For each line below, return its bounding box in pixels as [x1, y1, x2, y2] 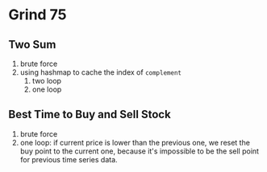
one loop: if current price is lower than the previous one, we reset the [19, 137, 250, 147]
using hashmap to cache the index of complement [19, 68, 181, 77]
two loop [31, 76, 62, 85]
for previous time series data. [19, 154, 119, 164]
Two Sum [8, 38, 56, 51]
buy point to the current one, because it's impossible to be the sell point [19, 146, 260, 156]
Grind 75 [8, 6, 67, 24]
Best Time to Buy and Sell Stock [8, 108, 171, 121]
